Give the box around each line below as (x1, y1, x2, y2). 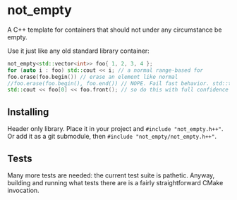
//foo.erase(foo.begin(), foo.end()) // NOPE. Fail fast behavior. (7, 80, 210, 87)
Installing (7, 106, 49, 118)
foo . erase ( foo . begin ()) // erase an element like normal (7, 73, 178, 80)
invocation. (7, 186, 40, 194)
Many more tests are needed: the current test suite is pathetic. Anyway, (7, 171, 215, 180)
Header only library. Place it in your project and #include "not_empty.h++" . (7, 125, 224, 133)
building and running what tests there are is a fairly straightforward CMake (7, 178, 224, 187)
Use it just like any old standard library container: (7, 46, 150, 55)
